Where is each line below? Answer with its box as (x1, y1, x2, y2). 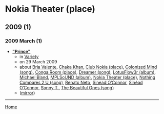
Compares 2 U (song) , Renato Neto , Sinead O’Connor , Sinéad (19, 79, 143, 85)
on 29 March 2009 (19, 58, 57, 64)
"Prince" (12, 48, 31, 54)
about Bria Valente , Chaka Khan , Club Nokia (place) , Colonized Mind (19, 64, 157, 70)
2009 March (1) (5, 38, 42, 44)
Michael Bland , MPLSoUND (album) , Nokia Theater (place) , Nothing (19, 74, 156, 80)
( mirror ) (19, 90, 35, 95)
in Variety (19, 54, 39, 59)
